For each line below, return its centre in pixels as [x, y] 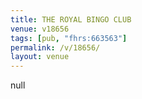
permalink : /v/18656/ [55, 47]
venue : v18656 [40, 29]
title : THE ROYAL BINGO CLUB [71, 19]
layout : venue [40, 57]
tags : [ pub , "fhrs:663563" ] [69, 38]
